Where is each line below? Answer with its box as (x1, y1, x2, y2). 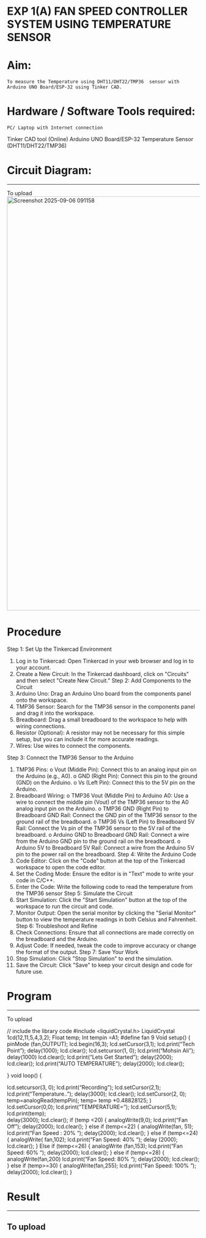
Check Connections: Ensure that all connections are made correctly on (15, 928, 194, 936)
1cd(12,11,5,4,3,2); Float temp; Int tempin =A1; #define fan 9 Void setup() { (7, 1034, 191, 1041)
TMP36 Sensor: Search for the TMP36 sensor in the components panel (15, 702, 195, 710)
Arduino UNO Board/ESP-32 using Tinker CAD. (7, 84, 122, 90)
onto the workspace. (15, 696, 68, 704)
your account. (15, 664, 51, 671)
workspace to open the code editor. (15, 863, 106, 871)
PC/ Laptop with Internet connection (7, 125, 103, 131)
